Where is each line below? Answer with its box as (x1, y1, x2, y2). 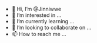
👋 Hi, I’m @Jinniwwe (11, 6, 62, 12)
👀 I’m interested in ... (11, 12, 62, 19)
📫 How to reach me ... (11, 31, 66, 37)
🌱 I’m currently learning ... (11, 18, 75, 24)
